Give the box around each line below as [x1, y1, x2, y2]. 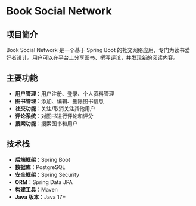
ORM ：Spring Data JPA [14, 178, 73, 186]
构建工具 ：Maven [14, 186, 58, 193]
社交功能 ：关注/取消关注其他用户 [14, 104, 95, 112]
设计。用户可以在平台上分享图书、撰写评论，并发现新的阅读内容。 [16, 54, 179, 61]
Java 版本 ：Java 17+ [14, 193, 66, 201]
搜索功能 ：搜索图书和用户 [14, 119, 78, 127]
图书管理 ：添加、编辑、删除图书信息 [14, 97, 104, 104]
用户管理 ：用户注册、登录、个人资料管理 [14, 90, 114, 97]
